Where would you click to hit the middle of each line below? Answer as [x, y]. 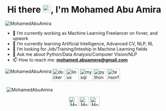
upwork [20, 38]
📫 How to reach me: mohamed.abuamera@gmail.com [70, 60]
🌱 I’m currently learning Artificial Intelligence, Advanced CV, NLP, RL [83, 43]
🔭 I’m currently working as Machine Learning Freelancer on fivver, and [85, 33]
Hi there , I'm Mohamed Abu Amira [84, 10]
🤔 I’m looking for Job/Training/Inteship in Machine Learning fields [80, 49]
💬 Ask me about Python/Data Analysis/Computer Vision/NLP [75, 54]
